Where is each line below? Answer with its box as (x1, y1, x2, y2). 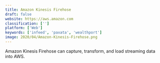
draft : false (5, 12, 32, 17)
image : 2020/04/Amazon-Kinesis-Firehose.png (5, 35, 98, 40)
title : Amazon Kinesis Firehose (5, 7, 71, 12)
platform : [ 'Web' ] (5, 26, 43, 31)
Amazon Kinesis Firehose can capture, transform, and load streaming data (5, 48, 156, 54)
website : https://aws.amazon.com (5, 16, 74, 21)
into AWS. (5, 53, 26, 59)
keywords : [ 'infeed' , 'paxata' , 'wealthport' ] (5, 30, 102, 35)
